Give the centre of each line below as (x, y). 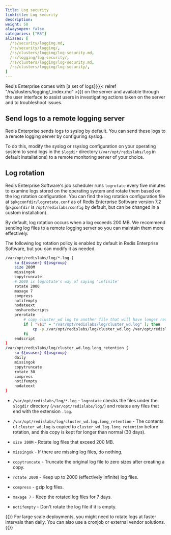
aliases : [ (17, 39)
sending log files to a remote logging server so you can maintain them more (84, 228)
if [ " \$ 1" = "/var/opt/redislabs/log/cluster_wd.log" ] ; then (92, 324)
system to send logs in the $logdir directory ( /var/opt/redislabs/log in (81, 152)
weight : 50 (17, 24)
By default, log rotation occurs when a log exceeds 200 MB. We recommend (85, 222)
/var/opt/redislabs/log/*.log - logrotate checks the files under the (85, 400)
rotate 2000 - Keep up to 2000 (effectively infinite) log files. (75, 477)
